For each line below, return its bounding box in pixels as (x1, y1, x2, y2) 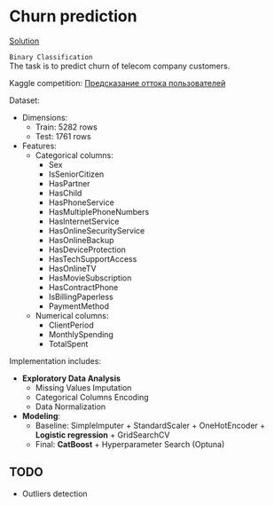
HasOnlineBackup (48, 234, 114, 245)
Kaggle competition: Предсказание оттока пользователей (9, 77, 226, 88)
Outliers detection (21, 488, 88, 499)
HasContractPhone (48, 281, 119, 292)
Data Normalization (35, 401, 106, 412)
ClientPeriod (48, 320, 95, 330)
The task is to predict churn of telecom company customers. (9, 60, 231, 71)
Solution (9, 36, 40, 46)
